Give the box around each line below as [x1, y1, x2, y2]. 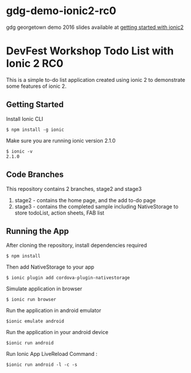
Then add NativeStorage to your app [6, 263, 95, 270]
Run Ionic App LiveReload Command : [6, 351, 98, 358]
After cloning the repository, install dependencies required [6, 242, 147, 249]
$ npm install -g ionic [6, 127, 65, 133]
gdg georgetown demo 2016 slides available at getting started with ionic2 [6, 24, 184, 31]
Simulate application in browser [6, 285, 82, 292]
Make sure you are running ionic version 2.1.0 [6, 137, 116, 144]
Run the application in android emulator [6, 307, 102, 314]
